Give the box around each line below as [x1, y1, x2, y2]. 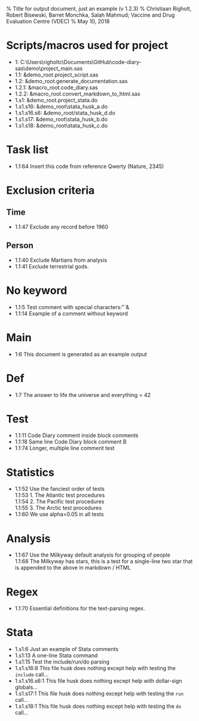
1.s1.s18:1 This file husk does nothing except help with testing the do [14, 702, 182, 710]
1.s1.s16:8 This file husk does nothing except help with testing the [14, 665, 176, 672]
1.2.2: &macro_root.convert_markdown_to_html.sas [14, 90, 140, 97]
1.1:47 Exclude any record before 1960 [14, 223, 109, 230]
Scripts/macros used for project [6, 39, 169, 53]
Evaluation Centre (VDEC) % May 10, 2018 [6, 18, 110, 25]
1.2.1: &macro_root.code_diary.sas [14, 84, 99, 91]
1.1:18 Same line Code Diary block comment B [14, 438, 127, 445]
